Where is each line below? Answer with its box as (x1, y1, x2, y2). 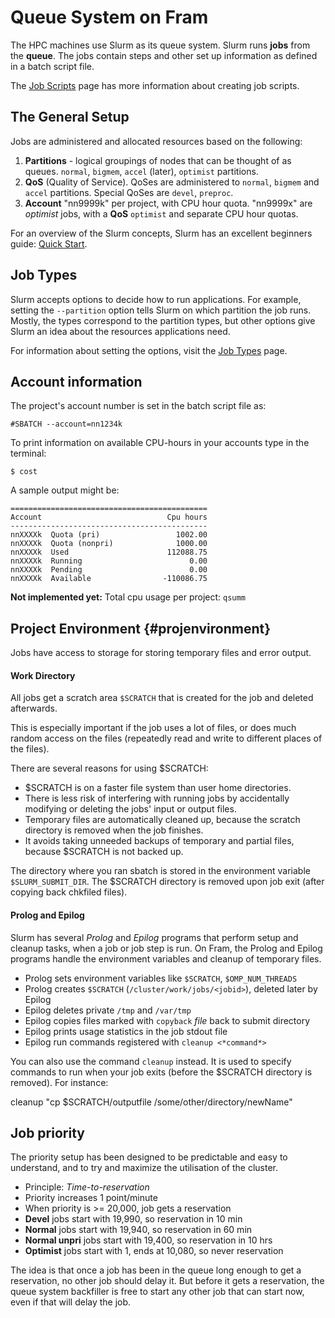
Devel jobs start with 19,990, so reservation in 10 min (24, 1213, 243, 1225)
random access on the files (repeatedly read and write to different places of (10, 732, 323, 745)
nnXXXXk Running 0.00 (10, 556, 208, 566)
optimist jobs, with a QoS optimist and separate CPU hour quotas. (24, 207, 299, 220)
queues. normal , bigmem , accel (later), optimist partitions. (24, 165, 259, 177)
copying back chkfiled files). (10, 886, 128, 898)
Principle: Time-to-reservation (24, 1181, 150, 1193)
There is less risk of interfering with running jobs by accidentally (24, 792, 290, 805)
